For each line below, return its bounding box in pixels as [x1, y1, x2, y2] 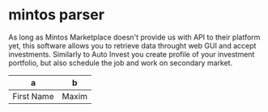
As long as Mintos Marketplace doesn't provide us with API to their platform [8, 32, 261, 42]
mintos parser [8, 6, 105, 24]
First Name [12, 90, 54, 102]
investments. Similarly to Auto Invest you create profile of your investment [8, 49, 255, 59]
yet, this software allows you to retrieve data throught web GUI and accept [8, 40, 257, 50]
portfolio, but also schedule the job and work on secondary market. [8, 58, 233, 68]
